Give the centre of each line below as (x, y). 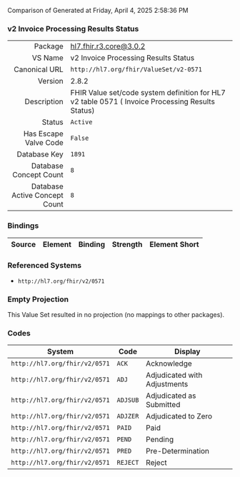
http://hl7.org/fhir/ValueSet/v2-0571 (136, 70)
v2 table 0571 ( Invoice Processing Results (143, 101)
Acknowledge (169, 363)
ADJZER (128, 416)
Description (44, 101)
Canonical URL (39, 69)
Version (51, 81)
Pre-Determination (177, 451)
